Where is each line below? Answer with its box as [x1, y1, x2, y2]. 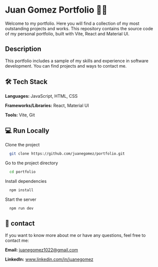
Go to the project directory [5, 160, 58, 166]
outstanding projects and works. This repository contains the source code [5, 25, 153, 31]
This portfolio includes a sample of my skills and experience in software [5, 58, 149, 64]
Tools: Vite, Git [5, 112, 35, 118]
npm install [9, 188, 34, 193]
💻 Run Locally [5, 126, 50, 135]
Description [5, 45, 41, 53]
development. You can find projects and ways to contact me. [5, 63, 127, 69]
